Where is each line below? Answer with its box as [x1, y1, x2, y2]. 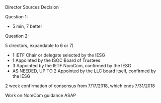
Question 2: [5, 33, 29, 39]
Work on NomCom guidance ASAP [5, 93, 76, 98]
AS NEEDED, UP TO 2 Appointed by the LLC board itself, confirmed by [12, 68, 156, 74]
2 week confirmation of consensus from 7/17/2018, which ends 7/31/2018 [5, 83, 155, 89]
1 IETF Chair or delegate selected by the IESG [12, 52, 105, 58]
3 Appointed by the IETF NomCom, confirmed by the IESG [12, 63, 132, 68]
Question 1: [5, 14, 28, 19]
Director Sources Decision [5, 4, 59, 10]
